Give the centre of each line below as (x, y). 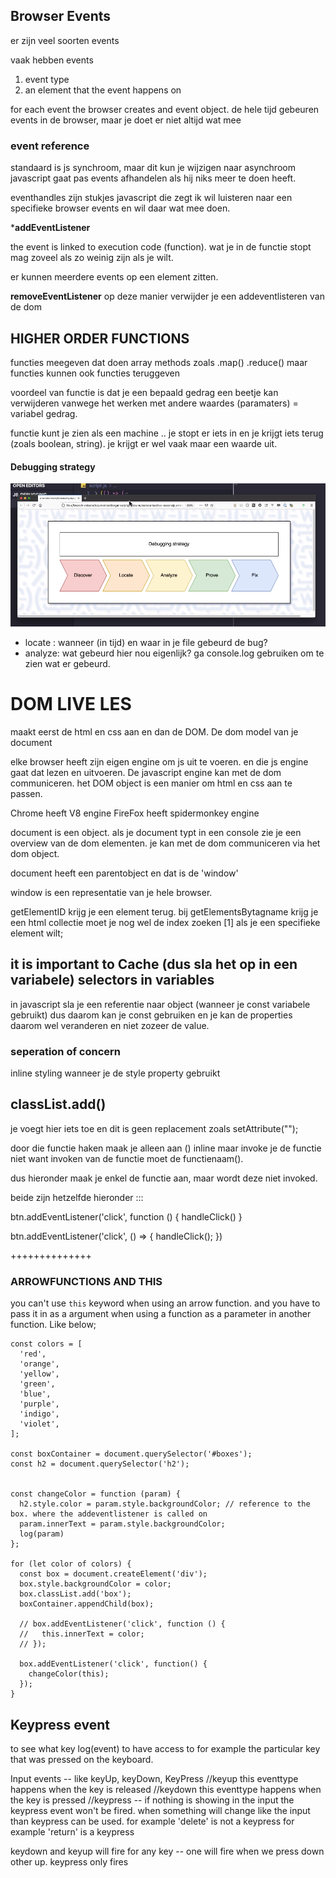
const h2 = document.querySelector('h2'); (100, 1464)
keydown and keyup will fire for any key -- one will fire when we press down (167, 1851)
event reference (50, 146)
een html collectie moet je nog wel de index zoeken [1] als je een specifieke (165, 922)
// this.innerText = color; (82, 1634)
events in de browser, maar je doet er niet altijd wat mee (126, 120)
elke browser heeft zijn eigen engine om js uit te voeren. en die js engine (159, 761)
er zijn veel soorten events (65, 40)
